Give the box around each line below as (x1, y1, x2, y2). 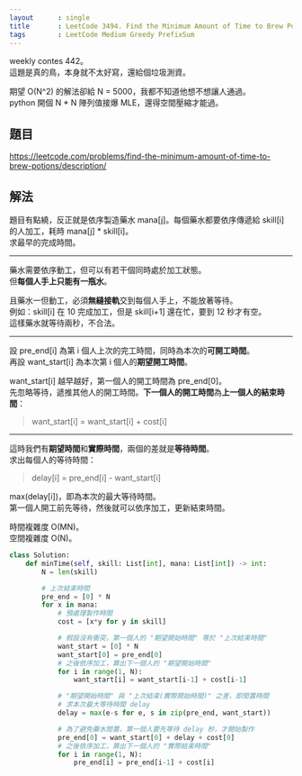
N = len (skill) (41, 567, 99, 577)
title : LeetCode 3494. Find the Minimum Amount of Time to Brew (9, 22, 283, 31)
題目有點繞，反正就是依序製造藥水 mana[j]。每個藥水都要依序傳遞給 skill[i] (9, 215, 285, 225)
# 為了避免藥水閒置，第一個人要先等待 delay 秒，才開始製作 (57, 725, 254, 734)
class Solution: (9, 551, 70, 560)
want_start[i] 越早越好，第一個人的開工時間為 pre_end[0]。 (9, 376, 227, 386)
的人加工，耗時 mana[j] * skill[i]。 (9, 226, 133, 236)
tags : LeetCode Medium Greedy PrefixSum (9, 30, 195, 39)
